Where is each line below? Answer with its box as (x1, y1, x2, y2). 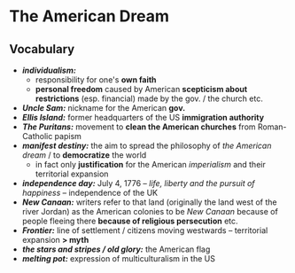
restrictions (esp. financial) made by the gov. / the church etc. (35, 93, 263, 104)
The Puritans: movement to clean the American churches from (21, 121, 256, 132)
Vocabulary (9, 42, 75, 57)
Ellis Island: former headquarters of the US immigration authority (21, 113, 264, 122)
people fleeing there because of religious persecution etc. (21, 215, 238, 226)
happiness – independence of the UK (21, 188, 159, 198)
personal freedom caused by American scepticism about (35, 84, 248, 94)
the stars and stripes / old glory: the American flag (21, 244, 211, 254)
